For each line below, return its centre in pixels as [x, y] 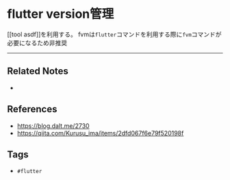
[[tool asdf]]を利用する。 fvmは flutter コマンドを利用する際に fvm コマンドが [114, 34]
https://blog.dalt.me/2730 [53, 126]
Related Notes [38, 72]
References [32, 109]
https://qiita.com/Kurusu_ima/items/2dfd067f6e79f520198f [100, 133]
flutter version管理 [61, 14]
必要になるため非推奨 [37, 42]
